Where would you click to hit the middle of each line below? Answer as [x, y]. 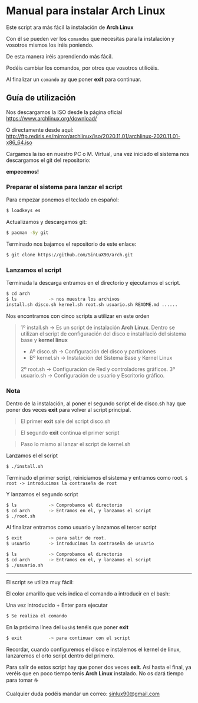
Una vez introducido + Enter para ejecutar [57, 605]
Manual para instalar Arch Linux [86, 11]
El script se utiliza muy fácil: [40, 582]
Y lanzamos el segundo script [42, 494]
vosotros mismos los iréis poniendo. [50, 45]
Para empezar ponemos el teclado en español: [62, 200]
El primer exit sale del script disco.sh [65, 421]
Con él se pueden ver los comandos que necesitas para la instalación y [90, 38]
